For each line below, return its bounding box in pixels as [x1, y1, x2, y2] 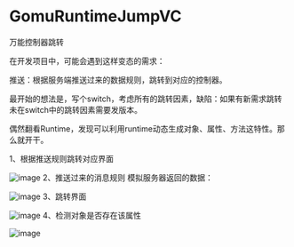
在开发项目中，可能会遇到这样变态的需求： [9, 55, 165, 66]
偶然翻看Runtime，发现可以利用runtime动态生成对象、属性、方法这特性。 [9, 123, 278, 134]
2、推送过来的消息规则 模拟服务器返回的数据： [43, 171, 213, 183]
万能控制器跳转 [9, 36, 64, 47]
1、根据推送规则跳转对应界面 [9, 153, 114, 163]
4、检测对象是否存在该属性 [43, 210, 142, 220]
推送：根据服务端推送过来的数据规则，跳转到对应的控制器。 [9, 74, 227, 85]
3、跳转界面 [43, 191, 87, 202]
